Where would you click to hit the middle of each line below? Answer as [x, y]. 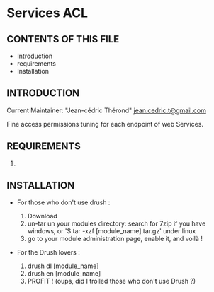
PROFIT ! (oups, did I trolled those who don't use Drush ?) [112, 281]
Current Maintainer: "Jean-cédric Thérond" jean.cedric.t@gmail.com [107, 110]
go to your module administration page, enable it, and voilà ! [115, 239]
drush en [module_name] [64, 274]
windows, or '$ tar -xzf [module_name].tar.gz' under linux [112, 231]
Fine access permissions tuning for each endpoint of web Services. [105, 124]
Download [42, 216]
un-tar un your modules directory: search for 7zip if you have [117, 223]
